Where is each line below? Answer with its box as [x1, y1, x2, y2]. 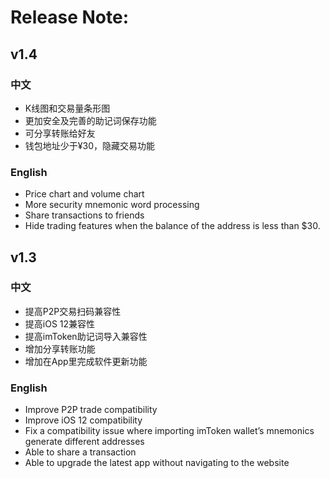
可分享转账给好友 [24, 127, 96, 139]
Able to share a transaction [24, 446, 137, 458]
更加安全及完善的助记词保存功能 [24, 114, 157, 126]
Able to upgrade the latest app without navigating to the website [24, 457, 290, 469]
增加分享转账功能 [24, 342, 96, 355]
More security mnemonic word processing [24, 199, 200, 211]
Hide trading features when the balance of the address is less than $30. [24, 220, 321, 232]
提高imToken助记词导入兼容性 [24, 330, 148, 342]
